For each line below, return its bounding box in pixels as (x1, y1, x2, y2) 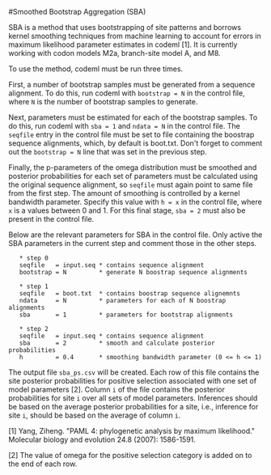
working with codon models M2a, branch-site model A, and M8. (8, 49, 221, 57)
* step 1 (19, 282, 49, 291)
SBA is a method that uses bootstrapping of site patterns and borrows (8, 23, 241, 32)
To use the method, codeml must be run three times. (8, 64, 184, 74)
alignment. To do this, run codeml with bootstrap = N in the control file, (8, 88, 245, 98)
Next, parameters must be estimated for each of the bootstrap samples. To (8, 112, 258, 122)
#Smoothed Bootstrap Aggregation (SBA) (8, 7, 146, 16)
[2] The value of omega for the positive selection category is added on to (8, 451, 252, 460)
